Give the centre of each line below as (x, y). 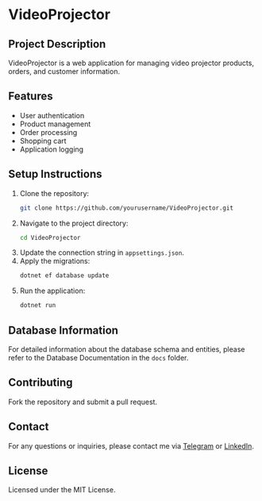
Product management (55, 124)
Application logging (52, 149)
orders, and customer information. (64, 71)
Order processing (48, 132)
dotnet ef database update (64, 276)
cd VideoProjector (50, 237)
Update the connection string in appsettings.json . (102, 252)
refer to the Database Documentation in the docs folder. (98, 357)
